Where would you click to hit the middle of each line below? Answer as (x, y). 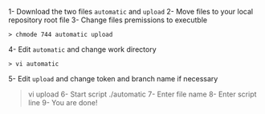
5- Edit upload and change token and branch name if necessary (113, 79)
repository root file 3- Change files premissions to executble (108, 20)
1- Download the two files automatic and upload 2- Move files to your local (131, 12)
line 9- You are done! (63, 102)
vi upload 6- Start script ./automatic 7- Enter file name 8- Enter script (142, 94)
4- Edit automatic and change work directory (82, 49)
